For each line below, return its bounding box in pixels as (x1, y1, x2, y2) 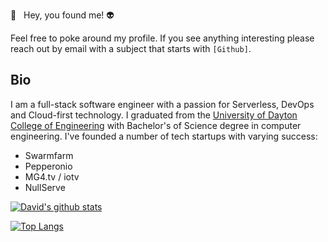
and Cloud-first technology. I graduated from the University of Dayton (10, 109, 298, 121)
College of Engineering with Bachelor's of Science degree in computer (10, 119, 302, 131)
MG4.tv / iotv (24, 170, 80, 183)
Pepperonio (24, 160, 73, 172)
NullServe (24, 181, 66, 193)
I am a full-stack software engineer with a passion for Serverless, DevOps (10, 98, 315, 110)
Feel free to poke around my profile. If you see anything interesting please (10, 32, 315, 44)
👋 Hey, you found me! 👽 (10, 9, 115, 21)
